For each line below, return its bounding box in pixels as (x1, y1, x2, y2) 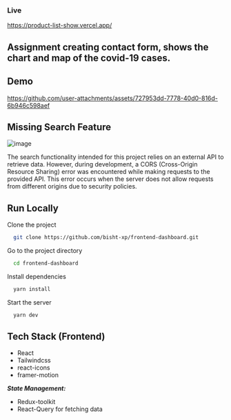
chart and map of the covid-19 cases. (7, 52, 171, 64)
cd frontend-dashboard (13, 260, 79, 267)
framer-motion (17, 371, 59, 379)
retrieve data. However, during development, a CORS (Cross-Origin (7, 160, 198, 169)
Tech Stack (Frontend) (7, 331, 106, 343)
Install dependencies (7, 272, 67, 280)
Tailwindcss (17, 356, 51, 365)
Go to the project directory (7, 247, 83, 254)
